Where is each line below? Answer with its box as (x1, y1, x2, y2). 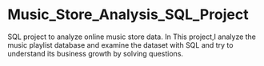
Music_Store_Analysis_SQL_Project (7, 6, 249, 24)
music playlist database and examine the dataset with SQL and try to (7, 40, 234, 49)
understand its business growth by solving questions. (7, 49, 184, 58)
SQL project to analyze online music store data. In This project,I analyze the (7, 32, 257, 41)
